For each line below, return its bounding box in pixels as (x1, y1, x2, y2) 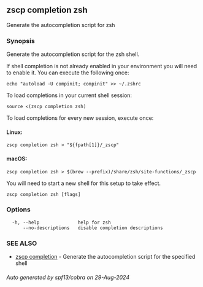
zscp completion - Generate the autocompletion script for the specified (15, 253, 196, 261)
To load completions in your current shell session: (6, 92, 132, 99)
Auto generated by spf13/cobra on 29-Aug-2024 (6, 273, 130, 281)
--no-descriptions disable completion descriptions (22, 224, 164, 231)
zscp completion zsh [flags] (6, 191, 81, 197)
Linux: (6, 128, 23, 136)
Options (6, 205, 31, 214)
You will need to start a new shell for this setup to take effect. (6, 179, 161, 187)
